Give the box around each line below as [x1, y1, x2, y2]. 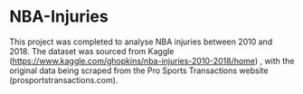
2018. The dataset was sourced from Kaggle [9, 45, 175, 56]
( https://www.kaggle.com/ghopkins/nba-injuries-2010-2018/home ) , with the [9, 55, 295, 66]
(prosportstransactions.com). [9, 74, 118, 85]
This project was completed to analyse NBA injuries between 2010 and [9, 36, 273, 47]
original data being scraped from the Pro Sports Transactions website [9, 65, 269, 76]
